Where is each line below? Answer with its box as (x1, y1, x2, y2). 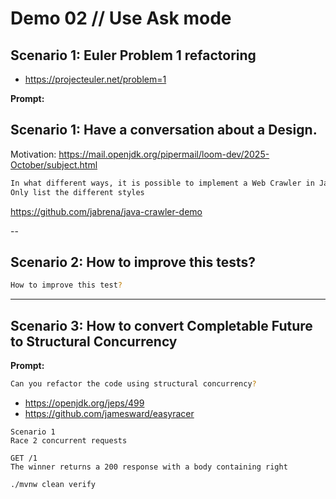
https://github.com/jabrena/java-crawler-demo (10, 205, 203, 217)
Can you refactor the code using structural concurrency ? (10, 379, 257, 389)
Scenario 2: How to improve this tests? (10, 253, 257, 271)
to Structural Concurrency (10, 333, 178, 350)
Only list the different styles (10, 187, 145, 197)
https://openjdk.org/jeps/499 (24, 397, 145, 409)
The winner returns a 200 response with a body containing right (10, 462, 288, 472)
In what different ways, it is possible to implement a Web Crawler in (10, 178, 315, 188)
